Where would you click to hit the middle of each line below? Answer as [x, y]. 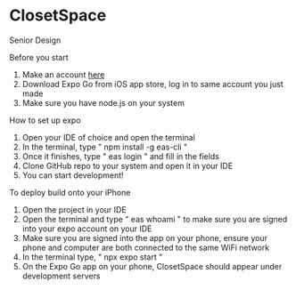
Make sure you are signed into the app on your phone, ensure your [144, 238]
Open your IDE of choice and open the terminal [109, 137]
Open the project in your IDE [74, 209]
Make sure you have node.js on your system [103, 102]
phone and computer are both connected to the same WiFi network [146, 247]
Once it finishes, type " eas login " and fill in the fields [121, 156]
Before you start [39, 57]
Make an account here [63, 74]
